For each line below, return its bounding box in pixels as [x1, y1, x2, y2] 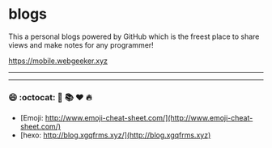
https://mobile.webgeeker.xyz [8, 56, 108, 66]
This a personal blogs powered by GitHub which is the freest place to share [8, 32, 260, 41]
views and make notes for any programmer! [8, 40, 154, 49]
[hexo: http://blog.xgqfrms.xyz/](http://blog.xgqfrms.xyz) [19, 130, 211, 140]
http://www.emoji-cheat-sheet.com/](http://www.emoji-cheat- [45, 113, 253, 123]
